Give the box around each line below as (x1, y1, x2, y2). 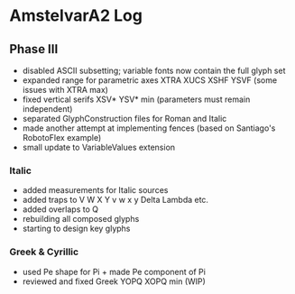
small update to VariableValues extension (22, 142, 176, 152)
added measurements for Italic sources (22, 185, 169, 196)
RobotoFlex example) (22, 133, 102, 142)
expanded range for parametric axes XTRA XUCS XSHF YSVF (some (22, 75, 278, 86)
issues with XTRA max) (22, 85, 108, 95)
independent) (22, 104, 73, 114)
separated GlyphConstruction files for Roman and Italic (22, 114, 227, 124)
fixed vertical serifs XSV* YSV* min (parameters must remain (22, 94, 251, 105)
